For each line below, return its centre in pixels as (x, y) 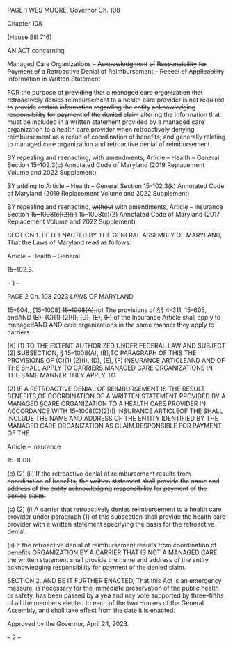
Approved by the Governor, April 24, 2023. (68, 624)
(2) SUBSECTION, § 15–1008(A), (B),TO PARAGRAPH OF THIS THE (102, 353)
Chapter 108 (25, 23)
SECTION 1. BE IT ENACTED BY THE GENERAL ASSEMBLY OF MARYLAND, (115, 235)
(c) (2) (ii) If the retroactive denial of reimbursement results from (99, 474)
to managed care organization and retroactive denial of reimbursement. (110, 144)
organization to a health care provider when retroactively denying (101, 129)
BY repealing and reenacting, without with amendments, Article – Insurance (115, 207)
